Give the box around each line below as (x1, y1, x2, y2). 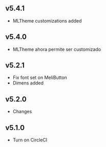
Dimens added (12, 80, 44, 86)
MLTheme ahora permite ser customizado (12, 46, 101, 52)
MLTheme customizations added (12, 17, 82, 24)
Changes (12, 109, 32, 115)
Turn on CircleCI (12, 137, 48, 143)
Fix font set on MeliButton (12, 74, 68, 81)
